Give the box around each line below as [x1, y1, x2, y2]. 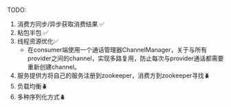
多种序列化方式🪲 [16, 93, 66, 101]
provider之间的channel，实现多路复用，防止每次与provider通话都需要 [27, 54, 224, 62]
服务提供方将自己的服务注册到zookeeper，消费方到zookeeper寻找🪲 [16, 71, 210, 80]
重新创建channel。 [27, 63, 80, 71]
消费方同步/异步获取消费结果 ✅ [16, 20, 105, 28]
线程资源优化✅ [16, 37, 59, 45]
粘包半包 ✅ [16, 29, 49, 36]
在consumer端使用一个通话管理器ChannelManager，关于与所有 [27, 46, 208, 53]
